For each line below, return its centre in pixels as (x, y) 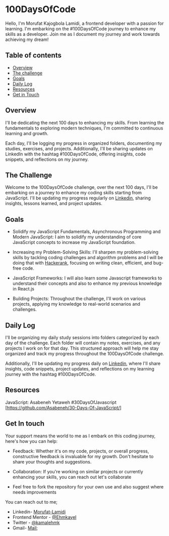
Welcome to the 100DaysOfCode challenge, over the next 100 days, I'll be (81, 187)
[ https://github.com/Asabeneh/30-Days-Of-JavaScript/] (64, 407)
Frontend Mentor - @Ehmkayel (44, 517)
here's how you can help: (32, 441)
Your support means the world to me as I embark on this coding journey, (80, 436)
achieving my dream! (27, 39)
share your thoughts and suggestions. (52, 462)
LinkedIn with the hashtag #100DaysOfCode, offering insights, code (76, 154)
